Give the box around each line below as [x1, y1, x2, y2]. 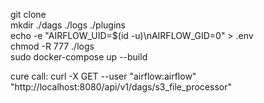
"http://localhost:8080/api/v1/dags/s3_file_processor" [10, 81, 232, 93]
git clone [10, 9, 47, 20]
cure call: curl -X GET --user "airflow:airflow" [10, 70, 197, 82]
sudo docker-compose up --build [10, 51, 148, 63]
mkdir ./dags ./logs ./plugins [10, 19, 126, 31]
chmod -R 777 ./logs [10, 40, 95, 52]
